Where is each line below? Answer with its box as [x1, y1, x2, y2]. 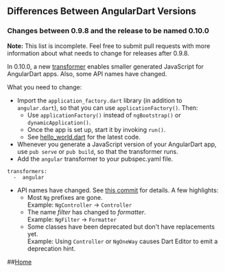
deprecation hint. [27, 244, 76, 253]
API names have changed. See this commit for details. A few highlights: [16, 185, 219, 194]
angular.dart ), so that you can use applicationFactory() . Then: [16, 103, 198, 112]
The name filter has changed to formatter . [27, 207, 146, 216]
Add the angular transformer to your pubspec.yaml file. [16, 155, 174, 163]
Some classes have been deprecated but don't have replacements [27, 223, 215, 231]
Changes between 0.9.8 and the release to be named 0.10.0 [7, 26, 209, 36]
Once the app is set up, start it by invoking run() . [27, 125, 166, 133]
